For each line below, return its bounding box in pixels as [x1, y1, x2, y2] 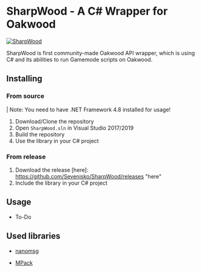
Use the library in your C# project [15, 137, 99, 144]
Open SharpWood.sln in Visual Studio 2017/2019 [15, 124, 134, 131]
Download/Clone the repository [15, 117, 94, 125]
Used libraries [6, 231, 61, 241]
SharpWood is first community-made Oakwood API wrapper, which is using [6, 49, 195, 56]
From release [6, 152, 46, 161]
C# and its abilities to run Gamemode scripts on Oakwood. [6, 56, 153, 63]
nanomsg [15, 247, 39, 254]
